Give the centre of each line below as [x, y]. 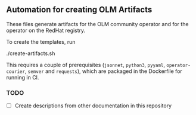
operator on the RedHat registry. [46, 30]
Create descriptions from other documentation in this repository [93, 106]
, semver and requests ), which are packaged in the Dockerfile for [104, 71]
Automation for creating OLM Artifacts [79, 10]
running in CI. [23, 77]
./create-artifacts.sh [31, 53]
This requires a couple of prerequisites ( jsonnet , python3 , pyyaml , [86, 65]
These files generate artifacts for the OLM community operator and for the [97, 24]
